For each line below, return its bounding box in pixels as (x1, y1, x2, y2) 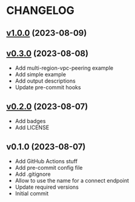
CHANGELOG (6, 4, 74, 18)
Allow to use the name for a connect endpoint (15, 177, 129, 184)
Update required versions (15, 183, 79, 191)
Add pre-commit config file (15, 164, 83, 172)
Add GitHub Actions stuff (15, 158, 77, 165)
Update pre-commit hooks (15, 84, 81, 91)
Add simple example (15, 71, 67, 78)
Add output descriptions (15, 77, 76, 85)
